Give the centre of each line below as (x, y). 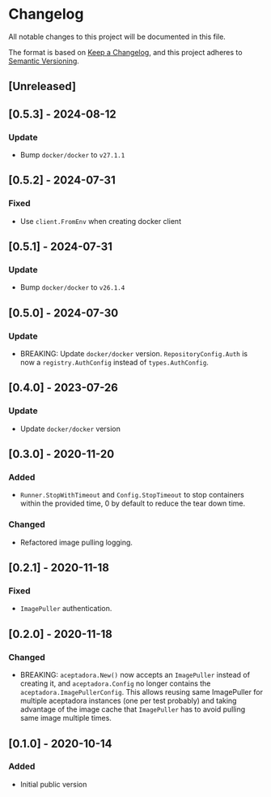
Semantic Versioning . (44, 61)
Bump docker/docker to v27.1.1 (72, 155)
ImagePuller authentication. (66, 609)
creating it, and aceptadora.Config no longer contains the (115, 683)
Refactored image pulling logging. (76, 542)
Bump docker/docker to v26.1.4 (72, 287)
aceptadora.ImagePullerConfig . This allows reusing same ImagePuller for (141, 692)
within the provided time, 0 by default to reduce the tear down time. (132, 503)
